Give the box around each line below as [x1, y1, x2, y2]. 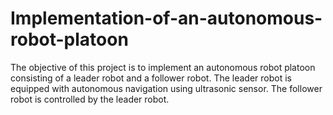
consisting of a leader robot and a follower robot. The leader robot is [10, 72, 292, 84]
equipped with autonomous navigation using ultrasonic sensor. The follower [10, 82, 323, 94]
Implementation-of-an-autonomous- [10, 7, 323, 30]
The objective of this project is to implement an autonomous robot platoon [10, 61, 316, 73]
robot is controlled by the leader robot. [10, 93, 170, 105]
